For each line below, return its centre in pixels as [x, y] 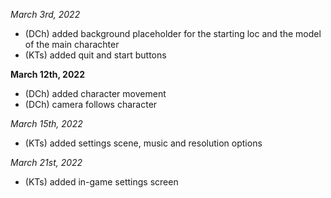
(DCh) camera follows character [91, 104]
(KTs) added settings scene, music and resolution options [143, 143]
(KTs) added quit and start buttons [95, 55]
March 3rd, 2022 [45, 14]
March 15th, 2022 [46, 123]
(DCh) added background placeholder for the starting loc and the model [173, 33]
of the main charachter [72, 44]
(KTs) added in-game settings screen [101, 182]
